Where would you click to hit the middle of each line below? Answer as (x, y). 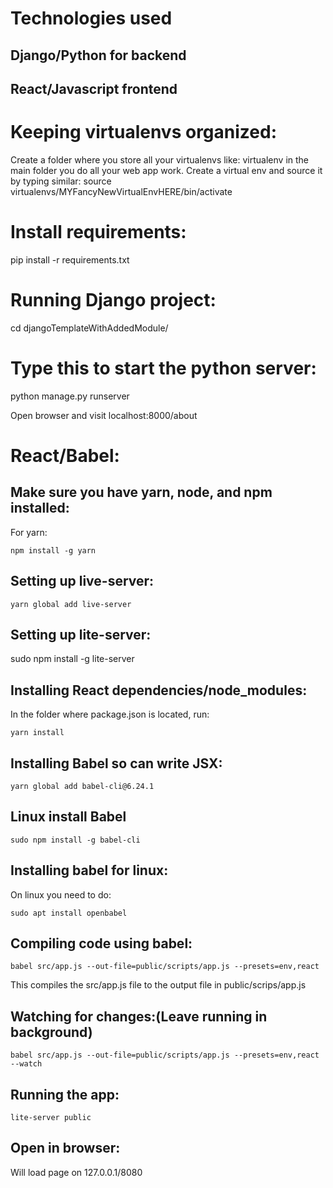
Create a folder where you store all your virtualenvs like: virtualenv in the (160, 159)
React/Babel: (65, 455)
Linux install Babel (68, 817)
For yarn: (29, 532)
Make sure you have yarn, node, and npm (141, 492)
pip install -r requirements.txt (70, 259)
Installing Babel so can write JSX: (116, 763)
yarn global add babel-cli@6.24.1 (82, 786)
